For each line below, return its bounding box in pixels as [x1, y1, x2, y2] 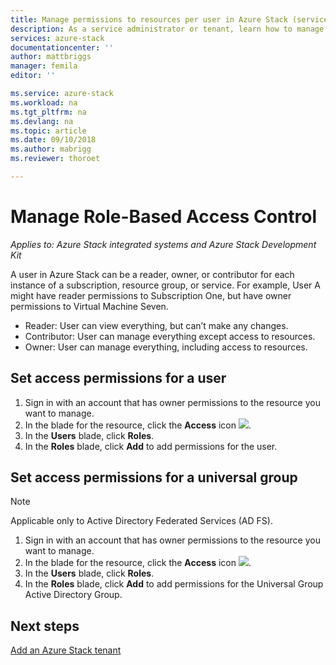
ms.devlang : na [10, 116, 74, 126]
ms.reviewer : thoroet [10, 154, 101, 164]
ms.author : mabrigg [10, 144, 92, 155]
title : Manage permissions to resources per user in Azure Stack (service [10, 14, 329, 25]
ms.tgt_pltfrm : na [10, 107, 87, 117]
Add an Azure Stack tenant [10, 644, 122, 656]
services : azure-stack [10, 33, 105, 43]
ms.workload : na [10, 97, 78, 108]
